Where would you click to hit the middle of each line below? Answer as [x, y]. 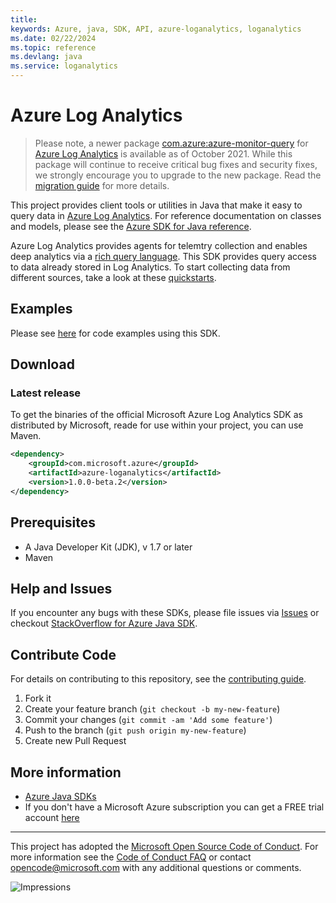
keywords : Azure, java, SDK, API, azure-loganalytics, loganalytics [156, 29]
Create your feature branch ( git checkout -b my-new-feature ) [152, 709]
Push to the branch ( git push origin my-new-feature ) [135, 730]
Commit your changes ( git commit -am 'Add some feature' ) [148, 720]
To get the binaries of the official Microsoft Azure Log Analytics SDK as [156, 415]
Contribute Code [63, 654]
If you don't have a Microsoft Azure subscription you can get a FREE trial [174, 807]
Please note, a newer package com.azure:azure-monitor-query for [171, 143]
